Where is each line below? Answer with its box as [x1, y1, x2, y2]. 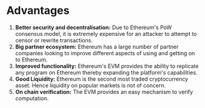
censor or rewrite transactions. [15, 36, 93, 44]
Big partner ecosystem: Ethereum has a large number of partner [15, 43, 179, 50]
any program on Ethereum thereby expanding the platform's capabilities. [15, 69, 198, 76]
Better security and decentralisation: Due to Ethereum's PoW [15, 24, 172, 31]
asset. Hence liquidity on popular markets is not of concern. [15, 81, 166, 89]
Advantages [6, 4, 70, 18]
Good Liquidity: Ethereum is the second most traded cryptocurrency [15, 75, 189, 83]
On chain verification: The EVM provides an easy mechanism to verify [15, 88, 193, 95]
